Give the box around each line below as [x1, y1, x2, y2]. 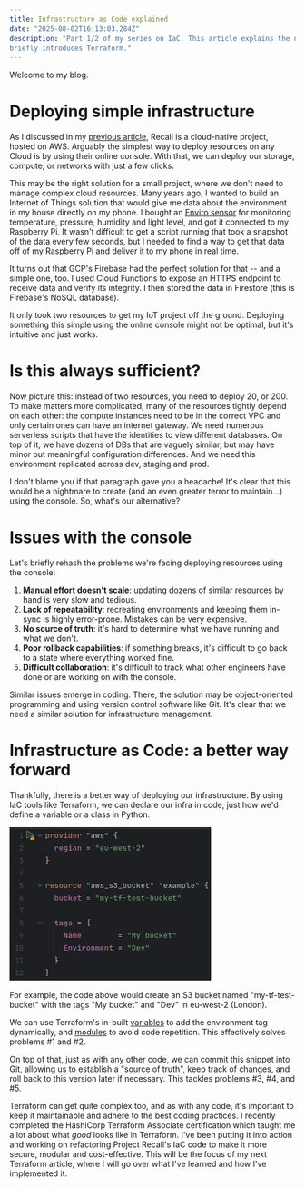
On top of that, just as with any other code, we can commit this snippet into [9, 1054, 290, 1064]
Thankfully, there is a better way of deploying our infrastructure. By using [9, 790, 284, 800]
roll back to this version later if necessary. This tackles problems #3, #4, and [9, 1073, 295, 1083]
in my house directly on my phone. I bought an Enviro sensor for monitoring [9, 207, 292, 218]
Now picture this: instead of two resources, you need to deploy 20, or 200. [9, 391, 289, 402]
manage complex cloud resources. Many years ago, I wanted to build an [9, 187, 280, 199]
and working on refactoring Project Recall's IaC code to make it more [9, 1139, 268, 1150]
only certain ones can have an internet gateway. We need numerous [9, 420, 264, 431]
